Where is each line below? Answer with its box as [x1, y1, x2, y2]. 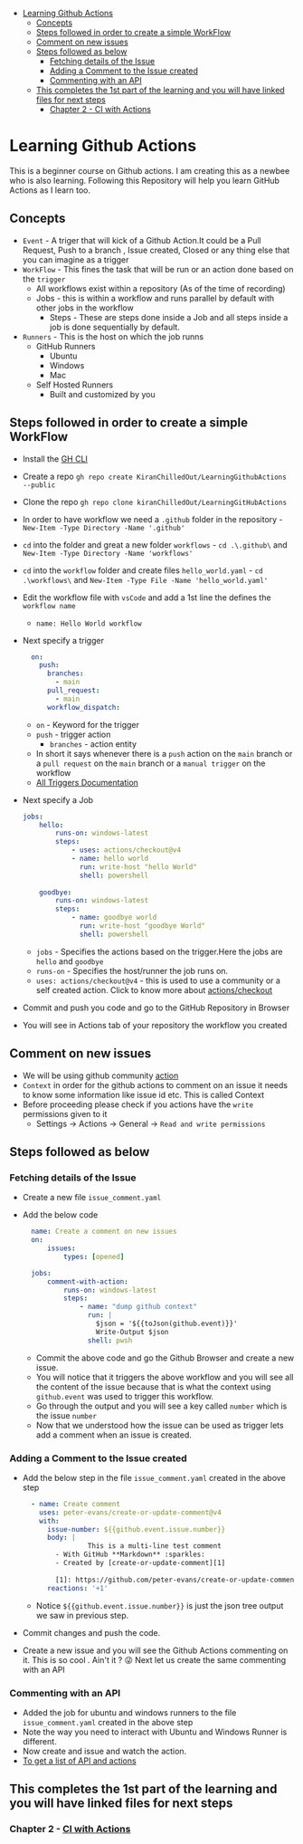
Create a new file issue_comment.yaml [22, 1192, 162, 1203]
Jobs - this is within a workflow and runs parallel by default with [35, 292, 275, 303]
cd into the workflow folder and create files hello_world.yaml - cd [22, 565, 264, 576]
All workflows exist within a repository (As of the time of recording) [35, 282, 287, 293]
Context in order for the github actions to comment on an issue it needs [22, 1079, 288, 1090]
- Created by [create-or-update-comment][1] [55, 1559, 226, 1568]
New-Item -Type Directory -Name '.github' [22, 523, 185, 532]
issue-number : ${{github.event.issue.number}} [46, 1524, 226, 1533]
